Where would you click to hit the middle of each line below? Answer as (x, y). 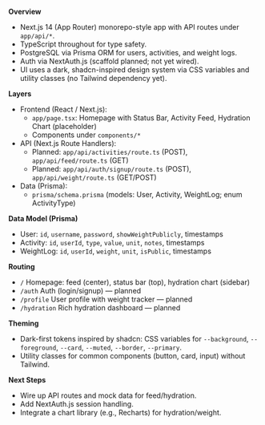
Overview (25, 12)
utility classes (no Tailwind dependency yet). (93, 78)
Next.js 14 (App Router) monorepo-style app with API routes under (130, 27)
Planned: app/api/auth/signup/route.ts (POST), (112, 169)
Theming (24, 323)
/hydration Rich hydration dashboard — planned (100, 308)
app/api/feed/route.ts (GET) (80, 160)
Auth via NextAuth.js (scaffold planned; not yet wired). (109, 61)
